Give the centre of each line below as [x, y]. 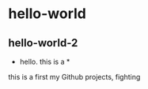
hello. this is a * [45, 61]
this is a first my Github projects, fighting [74, 77]
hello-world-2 [43, 43]
